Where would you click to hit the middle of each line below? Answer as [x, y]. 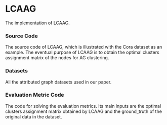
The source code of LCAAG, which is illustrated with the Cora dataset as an [84, 47]
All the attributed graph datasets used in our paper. [58, 82]
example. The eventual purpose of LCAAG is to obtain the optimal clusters [82, 52]
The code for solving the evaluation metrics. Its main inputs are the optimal [83, 106]
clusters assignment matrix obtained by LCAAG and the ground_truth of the [83, 111]
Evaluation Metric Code [35, 95]
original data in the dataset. [34, 116]
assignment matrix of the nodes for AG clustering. [57, 58]
